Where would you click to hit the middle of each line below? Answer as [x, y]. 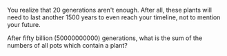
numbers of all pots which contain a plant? [67, 45]
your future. [24, 25]
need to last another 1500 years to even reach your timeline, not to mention [114, 17]
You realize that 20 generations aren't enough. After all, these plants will [110, 10]
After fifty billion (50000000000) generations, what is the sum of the [105, 38]
